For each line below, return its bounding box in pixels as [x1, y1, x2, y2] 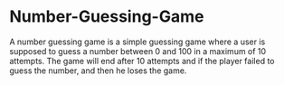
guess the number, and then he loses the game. [9, 65, 187, 76]
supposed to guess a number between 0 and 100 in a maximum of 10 [9, 45, 267, 56]
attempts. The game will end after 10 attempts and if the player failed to [9, 55, 275, 66]
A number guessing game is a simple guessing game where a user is [9, 36, 266, 47]
